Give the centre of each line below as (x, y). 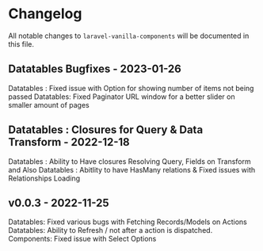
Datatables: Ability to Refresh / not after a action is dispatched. (111, 230)
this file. (21, 44)
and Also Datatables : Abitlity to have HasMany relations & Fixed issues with (132, 169)
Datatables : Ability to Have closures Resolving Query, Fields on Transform (130, 161)
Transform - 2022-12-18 (69, 142)
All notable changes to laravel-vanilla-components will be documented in (129, 36)
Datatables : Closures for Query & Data (106, 130)
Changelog (45, 14)
